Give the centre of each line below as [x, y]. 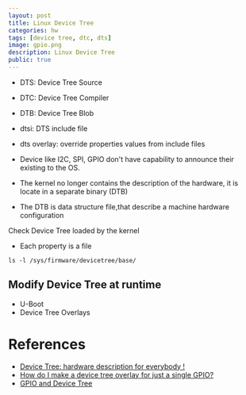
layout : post [30, 15]
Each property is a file [56, 246]
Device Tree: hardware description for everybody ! [102, 366]
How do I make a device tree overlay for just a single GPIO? [117, 374]
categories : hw [33, 30]
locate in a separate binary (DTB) [74, 191]
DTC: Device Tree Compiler [64, 98]
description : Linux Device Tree [61, 52]
